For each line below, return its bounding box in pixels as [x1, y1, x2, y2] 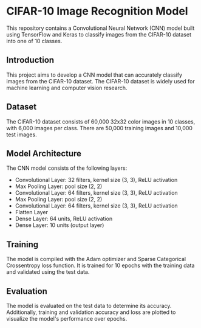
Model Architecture [6, 148, 82, 159]
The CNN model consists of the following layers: [6, 164, 128, 172]
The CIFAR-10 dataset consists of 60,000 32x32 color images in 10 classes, [6, 117, 196, 125]
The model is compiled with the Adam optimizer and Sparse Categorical [6, 256, 186, 263]
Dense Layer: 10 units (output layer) [15, 222, 104, 229]
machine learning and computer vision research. [6, 84, 128, 91]
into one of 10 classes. [6, 37, 63, 44]
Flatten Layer [15, 209, 49, 216]
